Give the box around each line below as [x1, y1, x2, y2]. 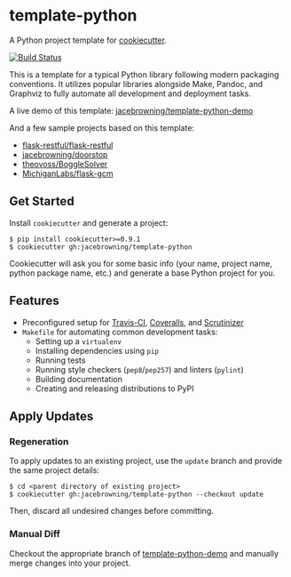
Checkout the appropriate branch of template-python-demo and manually [9, 548, 279, 558]
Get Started [9, 194, 75, 209]
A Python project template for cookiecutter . [9, 35, 167, 45]
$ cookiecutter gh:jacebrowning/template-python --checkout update [9, 490, 264, 499]
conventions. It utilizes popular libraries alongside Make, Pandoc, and [9, 78, 263, 89]
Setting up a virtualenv [35, 335, 122, 347]
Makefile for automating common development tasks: [21, 326, 218, 337]
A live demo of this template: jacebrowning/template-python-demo [9, 105, 254, 116]
